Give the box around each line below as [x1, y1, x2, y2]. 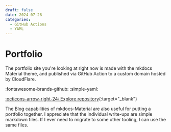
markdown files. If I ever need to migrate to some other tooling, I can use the [5, 117, 166, 123]
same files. [5, 122, 29, 128]
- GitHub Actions [10, 21, 47, 27]
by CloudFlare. [5, 76, 36, 82]
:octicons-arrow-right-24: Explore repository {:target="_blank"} [5, 96, 138, 102]
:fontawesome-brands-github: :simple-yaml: [5, 86, 99, 92]
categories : [5, 17, 31, 22]
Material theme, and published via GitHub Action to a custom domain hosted [5, 71, 166, 77]
